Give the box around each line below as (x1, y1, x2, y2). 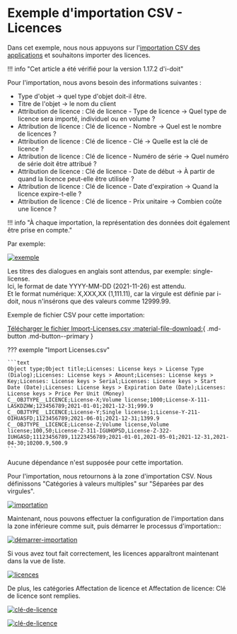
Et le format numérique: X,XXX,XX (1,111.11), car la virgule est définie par (7, 289, 216, 298)
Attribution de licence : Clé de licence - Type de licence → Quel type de (17, 107, 227, 115)
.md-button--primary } (28, 331, 93, 340)
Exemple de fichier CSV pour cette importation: (7, 310, 145, 319)
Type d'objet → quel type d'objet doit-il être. (17, 92, 147, 100)
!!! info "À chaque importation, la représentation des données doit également (7, 218, 230, 227)
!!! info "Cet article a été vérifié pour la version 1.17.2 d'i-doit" (7, 64, 184, 73)
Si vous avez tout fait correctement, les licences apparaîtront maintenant (7, 549, 219, 558)
